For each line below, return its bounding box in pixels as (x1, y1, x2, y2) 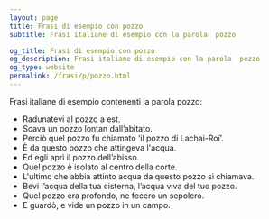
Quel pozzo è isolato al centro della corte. (22, 161, 178, 172)
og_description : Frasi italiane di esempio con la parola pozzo (9, 55, 260, 64)
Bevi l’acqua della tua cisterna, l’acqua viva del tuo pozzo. (22, 180, 237, 191)
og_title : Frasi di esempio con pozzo (9, 46, 155, 55)
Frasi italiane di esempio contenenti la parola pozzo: (9, 96, 203, 106)
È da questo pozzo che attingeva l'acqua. (22, 141, 177, 153)
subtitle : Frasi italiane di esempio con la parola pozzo (9, 30, 237, 39)
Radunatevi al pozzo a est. (22, 114, 121, 124)
